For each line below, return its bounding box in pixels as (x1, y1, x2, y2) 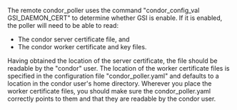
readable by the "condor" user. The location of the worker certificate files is (7, 64, 230, 72)
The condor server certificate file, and (17, 35, 130, 44)
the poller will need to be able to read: (7, 21, 119, 29)
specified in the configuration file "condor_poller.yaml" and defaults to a (7, 71, 219, 80)
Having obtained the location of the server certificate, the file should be (7, 56, 218, 65)
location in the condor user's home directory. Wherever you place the (7, 79, 212, 88)
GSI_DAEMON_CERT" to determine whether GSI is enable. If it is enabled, (7, 14, 223, 22)
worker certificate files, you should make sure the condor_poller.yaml (7, 87, 211, 95)
